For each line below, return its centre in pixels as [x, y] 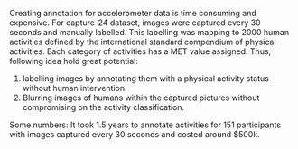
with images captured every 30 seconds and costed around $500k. [135, 134]
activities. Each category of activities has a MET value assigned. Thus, [140, 51]
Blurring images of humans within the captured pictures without [141, 98]
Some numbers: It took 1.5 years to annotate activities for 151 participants [145, 125]
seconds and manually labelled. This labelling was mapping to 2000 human [149, 32]
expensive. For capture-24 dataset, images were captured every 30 [135, 23]
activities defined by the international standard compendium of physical [143, 42]
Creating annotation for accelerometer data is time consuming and [133, 13]
